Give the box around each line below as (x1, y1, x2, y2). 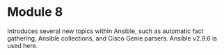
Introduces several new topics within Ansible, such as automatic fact (7, 27, 204, 35)
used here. (7, 41, 38, 49)
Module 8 (7, 4, 63, 20)
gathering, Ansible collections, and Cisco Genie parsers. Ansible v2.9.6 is (7, 34, 218, 42)
